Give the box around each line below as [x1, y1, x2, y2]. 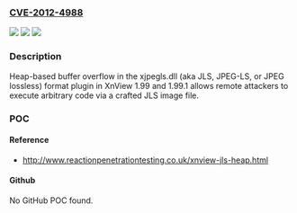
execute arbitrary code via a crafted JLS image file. [9, 90, 200, 101]
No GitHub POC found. [9, 195, 94, 206]
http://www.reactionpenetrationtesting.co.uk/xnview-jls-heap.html [22, 155, 268, 165]
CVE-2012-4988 [9, 6, 84, 19]
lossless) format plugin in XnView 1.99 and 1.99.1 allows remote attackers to [9, 80, 289, 91]
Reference [9, 135, 49, 146]
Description [9, 50, 62, 63]
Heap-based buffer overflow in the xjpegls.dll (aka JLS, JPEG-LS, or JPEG [9, 70, 285, 82]
